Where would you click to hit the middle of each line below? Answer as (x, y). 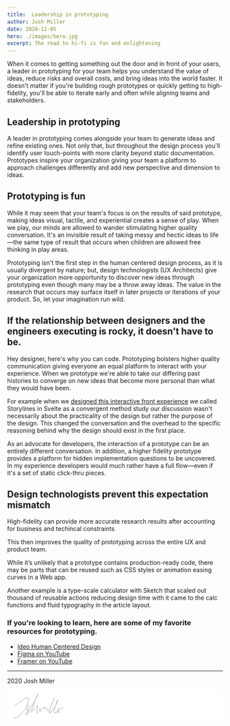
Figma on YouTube (43, 654)
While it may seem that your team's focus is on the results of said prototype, (115, 213)
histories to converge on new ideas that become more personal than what (111, 380)
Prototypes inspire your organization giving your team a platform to (102, 160)
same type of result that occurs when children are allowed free (112, 242)
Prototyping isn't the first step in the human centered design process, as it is (115, 262)
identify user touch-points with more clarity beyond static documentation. (111, 153)
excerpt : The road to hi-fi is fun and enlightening (84, 44)
